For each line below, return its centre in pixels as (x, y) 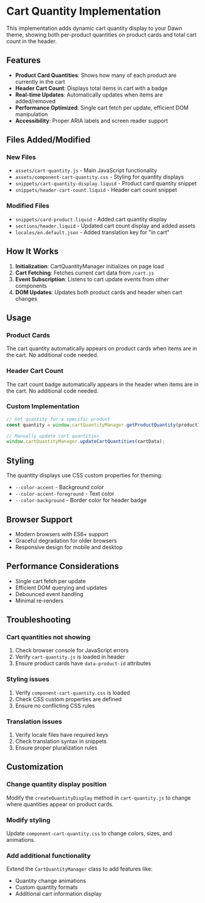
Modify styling (28, 820)
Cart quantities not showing (49, 637)
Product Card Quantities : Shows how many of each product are (96, 75)
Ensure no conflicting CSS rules (55, 706)
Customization (35, 767)
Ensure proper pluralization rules (56, 748)
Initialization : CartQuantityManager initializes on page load (89, 266)
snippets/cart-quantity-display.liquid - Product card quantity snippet (106, 183)
